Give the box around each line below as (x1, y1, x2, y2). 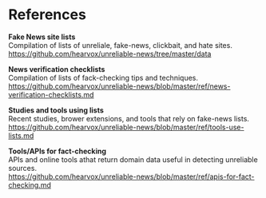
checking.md (8, 180, 52, 189)
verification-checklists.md (8, 89, 94, 99)
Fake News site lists (8, 32, 76, 42)
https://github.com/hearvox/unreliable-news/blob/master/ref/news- (8, 81, 231, 91)
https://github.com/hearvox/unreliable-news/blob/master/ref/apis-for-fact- (8, 172, 255, 181)
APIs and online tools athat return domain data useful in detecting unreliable (8, 154, 258, 164)
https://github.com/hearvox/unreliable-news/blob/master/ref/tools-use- (8, 122, 244, 132)
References (8, 6, 86, 24)
